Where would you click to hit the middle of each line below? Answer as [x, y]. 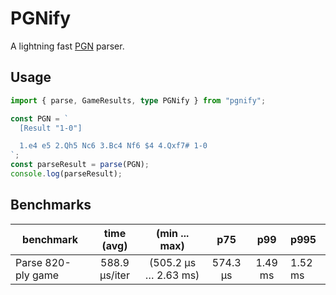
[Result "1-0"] [51, 128]
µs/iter [114, 275]
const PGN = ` [40, 118]
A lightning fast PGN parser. [67, 46]
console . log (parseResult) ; [66, 174]
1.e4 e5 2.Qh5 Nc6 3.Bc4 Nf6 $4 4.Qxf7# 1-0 [113, 146]
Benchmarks [51, 205]
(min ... [172, 233]
